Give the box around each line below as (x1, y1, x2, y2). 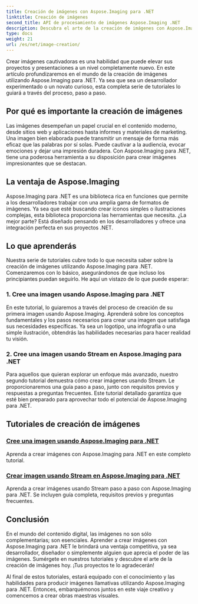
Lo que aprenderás (6, 241, 77, 251)
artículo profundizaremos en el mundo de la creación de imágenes (6, 70, 168, 77)
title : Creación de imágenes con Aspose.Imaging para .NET (6, 8, 154, 15)
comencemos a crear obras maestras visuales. (6, 592, 120, 599)
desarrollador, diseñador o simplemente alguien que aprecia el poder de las (6, 549, 190, 556)
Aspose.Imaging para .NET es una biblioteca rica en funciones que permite (6, 193, 189, 200)
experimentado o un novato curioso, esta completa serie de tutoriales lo (6, 83, 181, 90)
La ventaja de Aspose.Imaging (6, 177, 120, 187)
